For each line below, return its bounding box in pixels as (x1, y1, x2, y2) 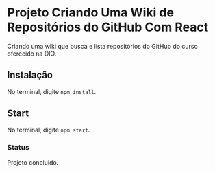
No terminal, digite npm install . (7, 87, 97, 95)
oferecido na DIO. (7, 49, 57, 58)
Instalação (7, 69, 53, 81)
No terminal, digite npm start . (7, 126, 90, 134)
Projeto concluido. (7, 158, 59, 166)
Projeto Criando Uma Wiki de (7, 5, 175, 21)
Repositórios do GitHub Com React (7, 19, 209, 35)
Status (7, 143, 29, 152)
